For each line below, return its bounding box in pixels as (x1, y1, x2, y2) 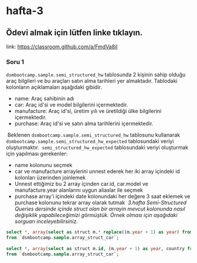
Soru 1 (6, 58, 25, 66)
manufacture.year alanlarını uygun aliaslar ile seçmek (14, 187, 144, 194)
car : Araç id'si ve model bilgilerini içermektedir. (14, 101, 128, 108)
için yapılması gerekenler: (6, 150, 68, 157)
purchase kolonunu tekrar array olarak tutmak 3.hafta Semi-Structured (14, 199, 186, 207)
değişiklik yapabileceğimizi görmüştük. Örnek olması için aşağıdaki (14, 212, 178, 219)
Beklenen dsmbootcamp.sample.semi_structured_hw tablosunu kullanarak (7, 131, 181, 139)
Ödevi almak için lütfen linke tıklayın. (6, 28, 143, 38)
